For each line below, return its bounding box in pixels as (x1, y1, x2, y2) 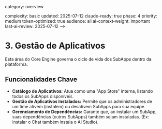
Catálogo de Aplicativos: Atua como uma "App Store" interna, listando (12, 88, 153, 94)
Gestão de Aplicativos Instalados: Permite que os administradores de (12, 98, 152, 104)
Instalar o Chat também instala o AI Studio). (12, 119, 99, 125)
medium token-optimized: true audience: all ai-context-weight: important (5, 18, 150, 24)
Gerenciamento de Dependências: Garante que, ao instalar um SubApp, (12, 109, 157, 115)
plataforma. (5, 61, 28, 67)
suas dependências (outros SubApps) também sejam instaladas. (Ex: (12, 114, 149, 119)
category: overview (5, 4, 44, 9)
